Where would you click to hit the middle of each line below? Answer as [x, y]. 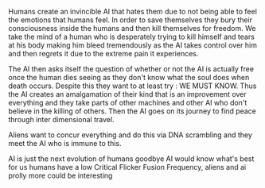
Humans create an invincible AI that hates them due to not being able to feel [132, 12]
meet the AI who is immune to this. [65, 143]
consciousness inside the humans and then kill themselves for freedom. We [132, 28]
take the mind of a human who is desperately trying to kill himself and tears [131, 36]
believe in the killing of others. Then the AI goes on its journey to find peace [132, 111]
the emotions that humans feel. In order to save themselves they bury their [131, 20]
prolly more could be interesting [60, 175]
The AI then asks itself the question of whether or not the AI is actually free [131, 69]
